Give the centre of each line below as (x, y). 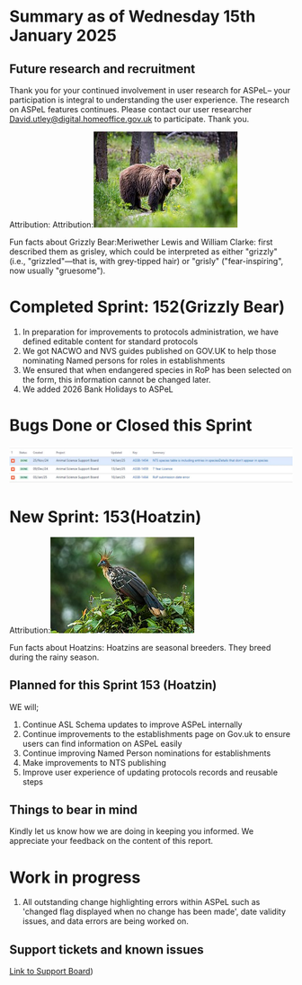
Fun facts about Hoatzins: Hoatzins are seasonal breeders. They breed (140, 647)
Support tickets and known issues (107, 950)
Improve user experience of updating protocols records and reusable (150, 772)
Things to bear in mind (73, 809)
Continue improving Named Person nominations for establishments (147, 753)
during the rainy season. (54, 657)
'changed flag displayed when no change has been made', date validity (154, 912)
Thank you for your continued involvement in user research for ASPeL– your (150, 90)
